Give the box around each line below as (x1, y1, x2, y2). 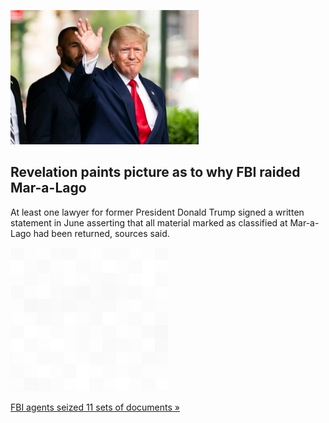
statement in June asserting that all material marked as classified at (10, 216, 288, 229)
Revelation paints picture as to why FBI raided (10, 164, 301, 181)
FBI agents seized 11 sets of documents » (10, 401, 180, 413)
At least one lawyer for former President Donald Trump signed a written (10, 206, 305, 218)
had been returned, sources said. (33, 227, 170, 239)
